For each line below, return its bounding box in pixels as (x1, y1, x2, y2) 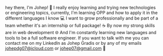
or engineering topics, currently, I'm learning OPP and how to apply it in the (5, 10, 158, 16)
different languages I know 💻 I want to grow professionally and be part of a (5, 15, 159, 21)
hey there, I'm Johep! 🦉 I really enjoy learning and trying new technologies (5, 5, 156, 10)
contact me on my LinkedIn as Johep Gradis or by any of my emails (5, 40, 142, 46)
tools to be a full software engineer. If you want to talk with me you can (5, 35, 149, 41)
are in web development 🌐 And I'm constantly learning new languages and (5, 30, 157, 35)
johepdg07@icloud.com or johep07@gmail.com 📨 (5, 45, 106, 51)
